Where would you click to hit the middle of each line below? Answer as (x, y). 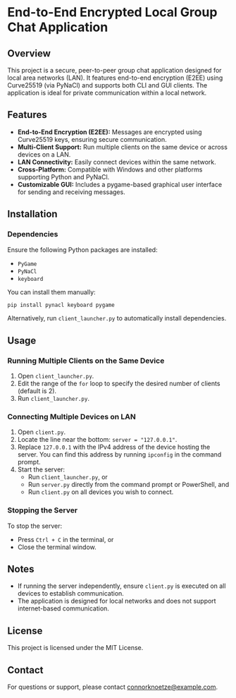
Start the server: (41, 469)
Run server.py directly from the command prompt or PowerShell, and (129, 485)
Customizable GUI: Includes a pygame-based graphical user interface (120, 184)
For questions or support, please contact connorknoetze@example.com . (113, 687)
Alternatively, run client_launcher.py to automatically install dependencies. (117, 318)
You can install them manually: (52, 292)
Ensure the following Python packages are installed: (82, 249)
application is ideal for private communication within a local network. (107, 93)
